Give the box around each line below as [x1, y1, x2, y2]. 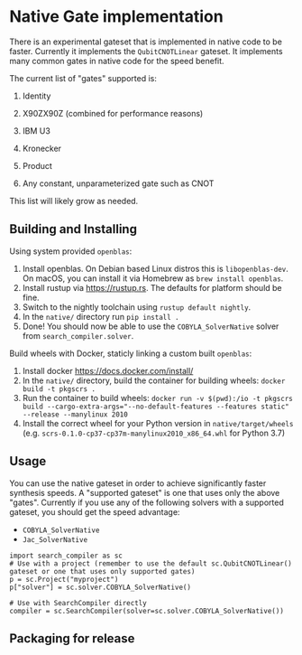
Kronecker [22, 143, 61, 154]
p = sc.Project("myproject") [9, 575, 119, 584]
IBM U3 [22, 125, 51, 136]
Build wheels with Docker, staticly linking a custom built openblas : [9, 348, 252, 359]
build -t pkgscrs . [22, 384, 96, 394]
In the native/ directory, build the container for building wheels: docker [22, 375, 286, 386]
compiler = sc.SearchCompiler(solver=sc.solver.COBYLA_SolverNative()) [9, 606, 284, 615]
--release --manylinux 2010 [22, 409, 128, 419]
